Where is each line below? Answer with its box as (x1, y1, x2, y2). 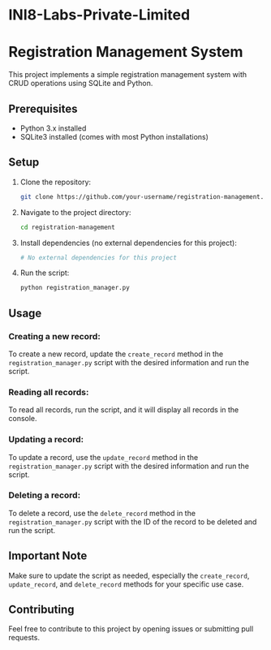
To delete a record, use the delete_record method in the (8, 508, 196, 518)
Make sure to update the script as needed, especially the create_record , (8, 570, 250, 580)
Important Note (8, 549, 88, 563)
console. (8, 414, 38, 424)
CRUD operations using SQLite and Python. (8, 79, 153, 88)
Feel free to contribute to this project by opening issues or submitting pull (8, 624, 254, 634)
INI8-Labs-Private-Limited (8, 6, 191, 24)
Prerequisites (8, 101, 78, 115)
